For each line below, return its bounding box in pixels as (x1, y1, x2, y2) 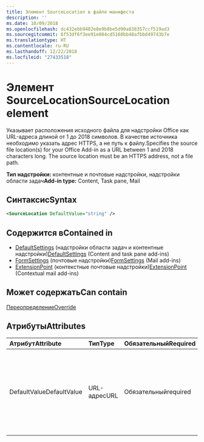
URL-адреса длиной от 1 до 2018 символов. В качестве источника (6, 133, 178, 140)
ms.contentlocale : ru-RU (6, 43, 69, 49)
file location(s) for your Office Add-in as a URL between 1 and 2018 (6, 146, 174, 153)
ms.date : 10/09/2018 (6, 20, 59, 26)
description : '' (6, 15, 47, 21)
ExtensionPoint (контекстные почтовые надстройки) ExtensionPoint (15, 263, 187, 271)
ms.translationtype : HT (6, 37, 67, 43)
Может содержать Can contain (6, 287, 127, 298)
